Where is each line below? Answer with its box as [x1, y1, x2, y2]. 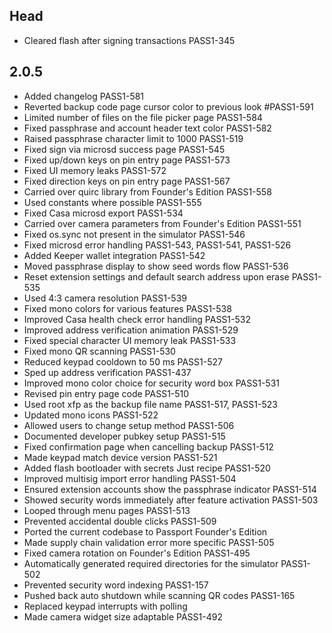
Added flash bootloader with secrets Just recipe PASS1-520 [23, 462, 271, 474]
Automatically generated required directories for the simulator [23, 557, 279, 569]
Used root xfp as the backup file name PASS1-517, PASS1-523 [23, 398, 278, 410]
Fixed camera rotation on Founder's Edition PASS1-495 [23, 547, 251, 559]
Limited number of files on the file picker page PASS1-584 [23, 111, 263, 123]
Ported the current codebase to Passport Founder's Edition [23, 525, 268, 538]
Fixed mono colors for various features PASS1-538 [23, 302, 232, 314]
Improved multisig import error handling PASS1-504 [23, 472, 237, 484]
